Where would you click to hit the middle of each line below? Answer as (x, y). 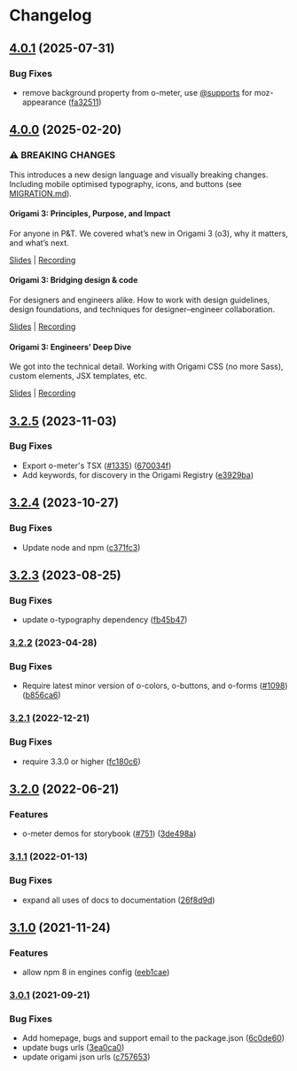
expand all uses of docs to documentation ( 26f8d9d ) (118, 900)
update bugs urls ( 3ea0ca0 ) (73, 1048)
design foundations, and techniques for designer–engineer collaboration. (142, 309)
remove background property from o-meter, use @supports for (137, 92)
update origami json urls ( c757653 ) (86, 1057)
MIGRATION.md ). (41, 193)
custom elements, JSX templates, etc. (78, 376)
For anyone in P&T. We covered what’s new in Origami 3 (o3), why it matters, (148, 233)
